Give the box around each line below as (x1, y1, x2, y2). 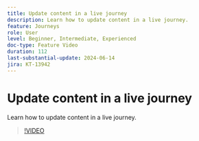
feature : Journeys (7, 23, 60, 29)
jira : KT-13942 (7, 61, 51, 68)
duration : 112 (7, 49, 48, 55)
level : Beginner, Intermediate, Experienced (7, 36, 137, 42)
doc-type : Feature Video (7, 42, 78, 49)
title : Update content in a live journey (7, 10, 128, 17)
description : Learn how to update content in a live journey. (7, 16, 189, 23)
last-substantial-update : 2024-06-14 (7, 55, 115, 62)
